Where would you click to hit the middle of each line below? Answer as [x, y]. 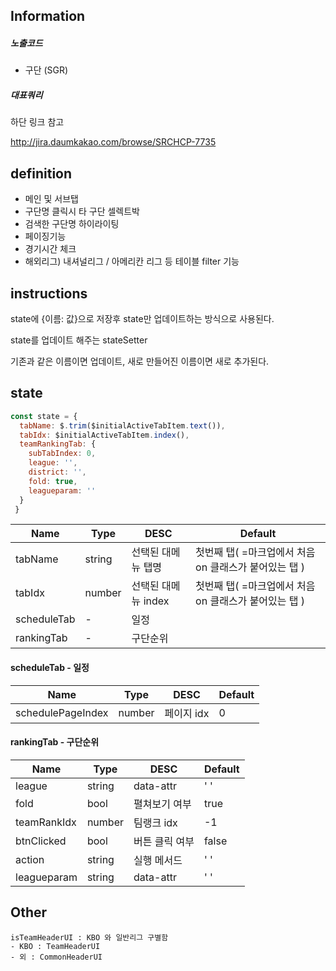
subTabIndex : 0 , [62, 454]
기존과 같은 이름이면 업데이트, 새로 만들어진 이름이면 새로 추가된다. [140, 361]
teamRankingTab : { [58, 444]
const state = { [44, 416]
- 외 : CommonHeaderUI [56, 957]
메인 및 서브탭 [51, 199]
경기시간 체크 [50, 249]
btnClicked [41, 841]
